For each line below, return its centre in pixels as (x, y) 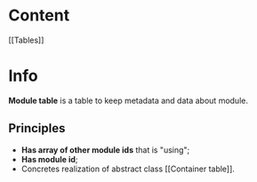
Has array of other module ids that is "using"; (105, 150)
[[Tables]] (26, 40)
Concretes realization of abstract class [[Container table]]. (128, 169)
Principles (37, 128)
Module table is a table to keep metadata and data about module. (128, 100)
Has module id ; (49, 159)
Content (39, 16)
